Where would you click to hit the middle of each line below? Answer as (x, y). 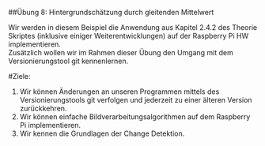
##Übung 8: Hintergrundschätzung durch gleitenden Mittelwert (111, 12)
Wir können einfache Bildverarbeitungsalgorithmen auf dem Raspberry (135, 117)
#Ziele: (19, 76)
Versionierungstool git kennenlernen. (68, 61)
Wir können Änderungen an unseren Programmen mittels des (119, 92)
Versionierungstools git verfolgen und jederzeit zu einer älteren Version (136, 100)
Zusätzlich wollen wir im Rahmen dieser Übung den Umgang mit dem (121, 52)
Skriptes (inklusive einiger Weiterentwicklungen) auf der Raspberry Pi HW (129, 36)
